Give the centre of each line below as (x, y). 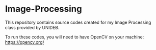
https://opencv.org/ (25, 42)
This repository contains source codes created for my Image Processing (78, 22)
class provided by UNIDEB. (32, 27)
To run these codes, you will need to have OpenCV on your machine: (75, 37)
